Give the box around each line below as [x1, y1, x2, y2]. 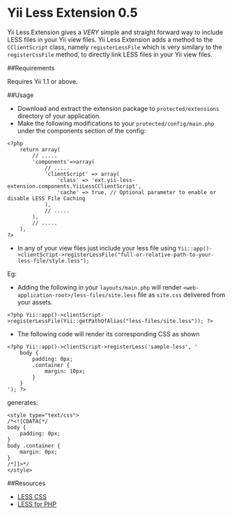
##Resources [7, 479, 46, 487]
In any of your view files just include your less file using [17, 244, 176, 252]
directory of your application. [17, 112, 101, 120]
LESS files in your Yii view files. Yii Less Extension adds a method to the [7, 35, 213, 43]
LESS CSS [17, 492, 47, 500]
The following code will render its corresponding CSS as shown [17, 329, 200, 338]
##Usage [7, 91, 34, 99]
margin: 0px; [20, 448, 58, 455]
